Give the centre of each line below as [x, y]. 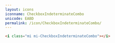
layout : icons [20, 9]
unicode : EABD [20, 18]
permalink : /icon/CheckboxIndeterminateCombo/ [53, 23]
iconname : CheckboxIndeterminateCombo [45, 14]
